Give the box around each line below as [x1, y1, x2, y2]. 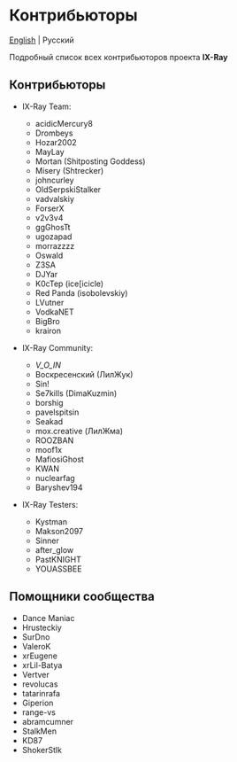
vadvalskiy [34, 193, 75, 204]
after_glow [34, 544, 73, 555]
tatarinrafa [21, 688, 60, 698]
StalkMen [21, 726, 57, 736]
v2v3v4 [34, 212, 64, 222]
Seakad [34, 416, 64, 426]
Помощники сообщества [9, 589, 155, 604]
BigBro [34, 315, 60, 326]
